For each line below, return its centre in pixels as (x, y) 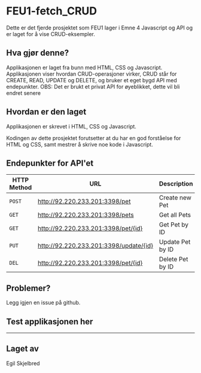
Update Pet (175, 242)
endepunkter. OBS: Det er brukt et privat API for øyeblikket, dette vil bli (93, 86)
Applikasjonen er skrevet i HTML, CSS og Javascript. (71, 126)
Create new (175, 198)
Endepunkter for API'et (50, 163)
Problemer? (28, 288)
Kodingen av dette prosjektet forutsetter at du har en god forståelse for (94, 138)
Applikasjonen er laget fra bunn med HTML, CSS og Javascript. (84, 67)
